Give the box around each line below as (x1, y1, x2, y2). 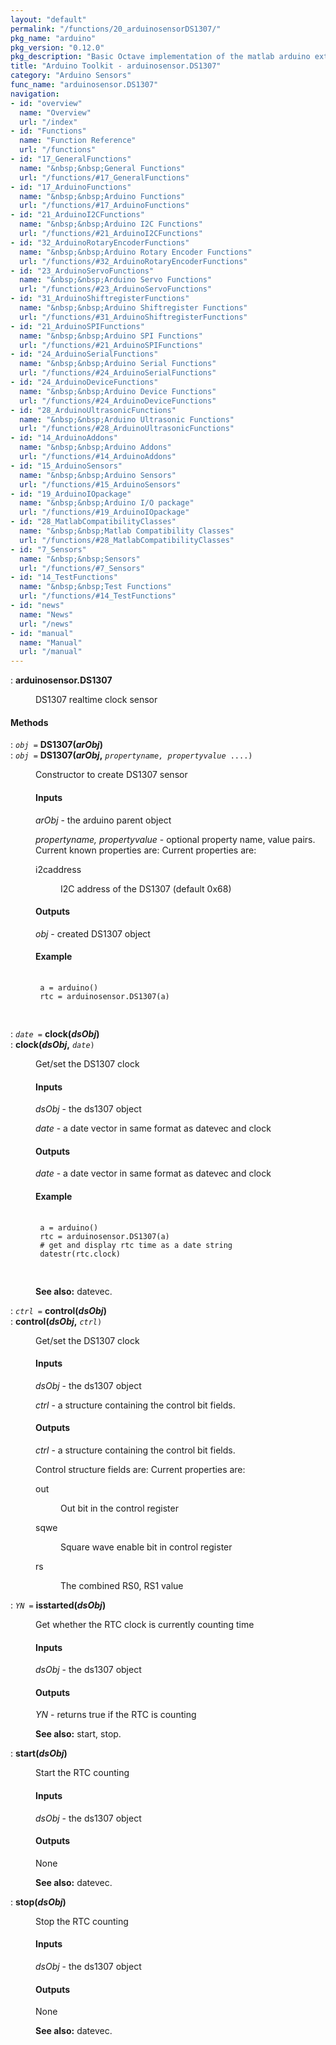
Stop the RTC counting (35, 1915, 129, 1927)
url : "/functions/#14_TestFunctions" (19, 591, 177, 601)
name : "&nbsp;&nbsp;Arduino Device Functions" (19, 386, 217, 396)
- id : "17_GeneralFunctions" (10, 154, 132, 164)
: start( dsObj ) (10, 1747, 68, 1760)
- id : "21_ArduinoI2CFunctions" (10, 210, 145, 220)
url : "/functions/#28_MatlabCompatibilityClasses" (19, 535, 235, 545)
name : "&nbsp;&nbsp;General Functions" (19, 163, 186, 173)
